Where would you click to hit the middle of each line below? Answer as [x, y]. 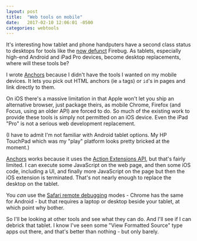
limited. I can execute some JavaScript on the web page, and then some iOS [98, 165]
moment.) [18, 148]
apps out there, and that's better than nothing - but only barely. [83, 232]
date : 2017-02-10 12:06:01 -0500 [50, 22]
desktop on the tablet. [33, 184]
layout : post [22, 11]
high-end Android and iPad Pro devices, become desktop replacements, [94, 57]
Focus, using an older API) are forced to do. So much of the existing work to [98, 111]
